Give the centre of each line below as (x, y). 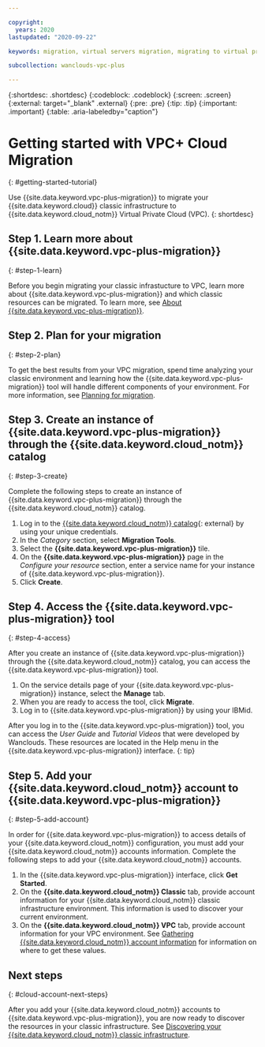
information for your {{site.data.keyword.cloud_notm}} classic (120, 900)
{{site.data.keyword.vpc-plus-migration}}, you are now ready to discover (127, 1018)
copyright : (26, 22)
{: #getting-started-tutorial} (53, 182)
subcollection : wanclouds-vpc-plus (67, 65)
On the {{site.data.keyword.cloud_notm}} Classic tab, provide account (137, 892)
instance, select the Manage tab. (112, 694)
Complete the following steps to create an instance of (95, 491)
